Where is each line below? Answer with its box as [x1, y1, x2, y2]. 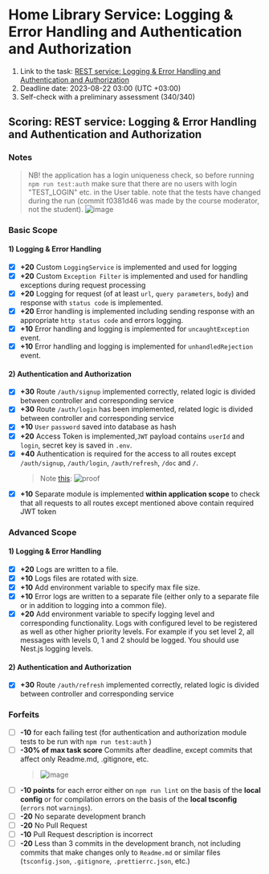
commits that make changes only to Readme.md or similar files [19, 847, 221, 857]
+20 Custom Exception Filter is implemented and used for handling [19, 271, 248, 280]
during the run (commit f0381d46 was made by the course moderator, [27, 195, 259, 206]
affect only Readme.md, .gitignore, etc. [19, 754, 149, 764]
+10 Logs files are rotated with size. [19, 573, 139, 583]
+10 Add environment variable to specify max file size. [19, 582, 201, 592]
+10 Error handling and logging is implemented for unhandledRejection [19, 341, 254, 351]
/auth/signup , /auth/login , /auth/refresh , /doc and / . [19, 458, 198, 468]
